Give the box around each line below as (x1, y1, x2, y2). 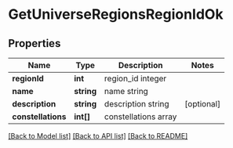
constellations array (104, 111, 177, 122)
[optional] (184, 99, 221, 109)
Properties (8, 37, 61, 50)
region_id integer (104, 73, 167, 84)
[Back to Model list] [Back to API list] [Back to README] (8, 132, 188, 140)
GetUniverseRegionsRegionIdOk (8, 5, 224, 23)
